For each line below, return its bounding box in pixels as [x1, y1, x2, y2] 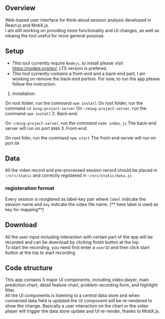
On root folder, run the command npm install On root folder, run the [5, 100, 143, 106]
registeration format [5, 185, 55, 191]
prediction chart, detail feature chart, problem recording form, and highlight [5, 282, 158, 288]
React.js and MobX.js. [5, 22, 49, 28]
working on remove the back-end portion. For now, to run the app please [12, 76, 160, 82]
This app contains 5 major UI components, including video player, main [5, 277, 149, 283]
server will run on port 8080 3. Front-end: [5, 125, 88, 131]
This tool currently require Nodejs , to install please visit [12, 60, 123, 66]
